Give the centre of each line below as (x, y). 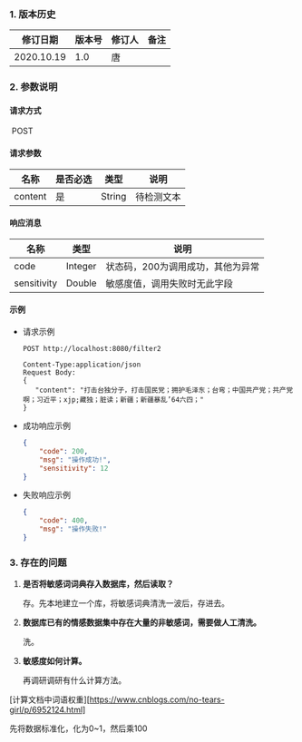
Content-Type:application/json (82, 365)
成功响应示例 (46, 426)
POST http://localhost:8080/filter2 (92, 349)
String (114, 196)
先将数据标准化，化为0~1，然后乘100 (78, 728)
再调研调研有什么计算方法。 (74, 680)
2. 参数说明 (34, 87)
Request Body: (49, 373)
